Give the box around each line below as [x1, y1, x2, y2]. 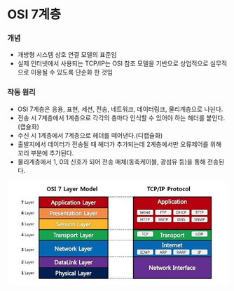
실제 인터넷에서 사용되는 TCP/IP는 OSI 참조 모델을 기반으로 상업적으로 [17, 59, 209, 67]
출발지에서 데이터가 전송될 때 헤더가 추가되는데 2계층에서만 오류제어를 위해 [17, 140, 222, 148]
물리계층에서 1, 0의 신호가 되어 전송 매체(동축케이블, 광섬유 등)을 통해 [17, 157, 206, 166]
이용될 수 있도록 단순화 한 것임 [30, 68, 113, 77]
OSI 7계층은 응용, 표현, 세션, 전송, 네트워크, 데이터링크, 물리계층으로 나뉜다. [17, 105, 223, 113]
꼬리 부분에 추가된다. [17, 148, 74, 157]
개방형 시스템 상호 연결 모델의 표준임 [17, 51, 117, 59]
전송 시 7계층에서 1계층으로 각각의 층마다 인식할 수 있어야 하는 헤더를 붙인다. [17, 113, 226, 122]
